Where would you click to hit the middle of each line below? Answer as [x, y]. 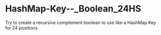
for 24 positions [21, 27]
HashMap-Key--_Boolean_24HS [73, 9]
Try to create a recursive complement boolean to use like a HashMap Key [81, 22]
